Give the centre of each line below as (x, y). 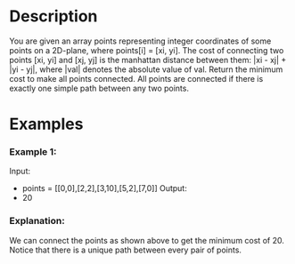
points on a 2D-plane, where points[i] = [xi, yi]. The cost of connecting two (147, 50)
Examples (46, 124)
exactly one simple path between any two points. (99, 88)
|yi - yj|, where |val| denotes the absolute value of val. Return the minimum (146, 69)
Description (53, 16)
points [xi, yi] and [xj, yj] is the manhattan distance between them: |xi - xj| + (148, 60)
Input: (20, 172)
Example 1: (33, 152)
